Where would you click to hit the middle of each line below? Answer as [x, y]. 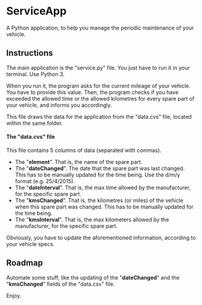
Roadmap [25, 263]
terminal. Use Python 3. [35, 74]
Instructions [30, 53]
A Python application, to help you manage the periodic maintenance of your [100, 28]
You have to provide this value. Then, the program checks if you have [93, 92]
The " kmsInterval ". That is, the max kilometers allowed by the [92, 219]
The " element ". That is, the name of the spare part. [79, 162]
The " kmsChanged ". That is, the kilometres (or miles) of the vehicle [99, 200]
